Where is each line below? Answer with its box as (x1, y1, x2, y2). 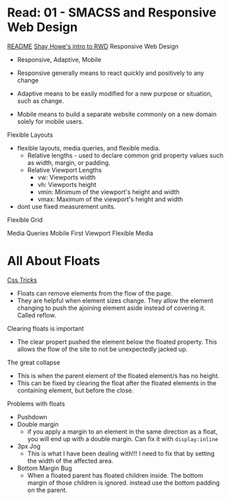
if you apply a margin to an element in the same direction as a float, (27, 427, 218, 436)
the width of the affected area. (27, 456, 114, 465)
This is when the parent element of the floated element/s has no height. (16, 371, 220, 379)
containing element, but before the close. (16, 386, 134, 394)
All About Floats (7, 253, 101, 269)
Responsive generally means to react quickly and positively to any (16, 69, 205, 77)
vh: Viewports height (37, 180, 97, 188)
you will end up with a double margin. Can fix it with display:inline (27, 434, 218, 443)
